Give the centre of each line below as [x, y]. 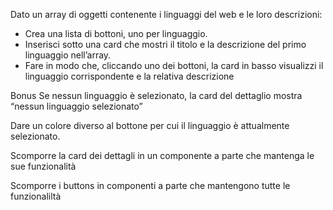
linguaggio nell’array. [68, 55]
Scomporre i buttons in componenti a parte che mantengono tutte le [150, 185]
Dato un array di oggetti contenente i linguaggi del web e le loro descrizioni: [166, 14]
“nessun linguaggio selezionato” [76, 106]
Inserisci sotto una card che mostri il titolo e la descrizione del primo [165, 44]
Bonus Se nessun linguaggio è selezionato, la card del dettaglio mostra [156, 95]
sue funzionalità [43, 166]
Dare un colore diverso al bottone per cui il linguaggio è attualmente [150, 125]
